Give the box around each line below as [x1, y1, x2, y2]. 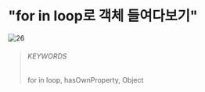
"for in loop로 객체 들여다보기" [8, 7, 198, 25]
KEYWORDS [27, 51, 67, 61]
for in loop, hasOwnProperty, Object [27, 76, 144, 85]
